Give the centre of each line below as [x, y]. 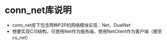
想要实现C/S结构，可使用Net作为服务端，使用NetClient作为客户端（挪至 [87, 31]
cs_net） [21, 37]
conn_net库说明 [38, 10]
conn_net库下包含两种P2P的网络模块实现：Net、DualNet [71, 25]
